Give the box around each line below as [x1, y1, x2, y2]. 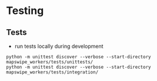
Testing [6, 4, 44, 17]
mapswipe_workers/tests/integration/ [6, 69, 99, 75]
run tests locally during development [14, 43, 104, 50]
